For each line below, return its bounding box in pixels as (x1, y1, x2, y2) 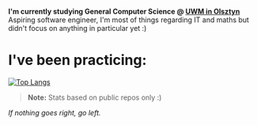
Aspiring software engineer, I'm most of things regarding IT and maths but (8, 15, 249, 25)
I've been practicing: (8, 51, 147, 70)
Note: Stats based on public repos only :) (27, 93, 162, 102)
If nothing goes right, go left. (8, 108, 101, 117)
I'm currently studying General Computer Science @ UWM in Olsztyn (8, 7, 240, 16)
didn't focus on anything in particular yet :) (8, 24, 147, 32)
